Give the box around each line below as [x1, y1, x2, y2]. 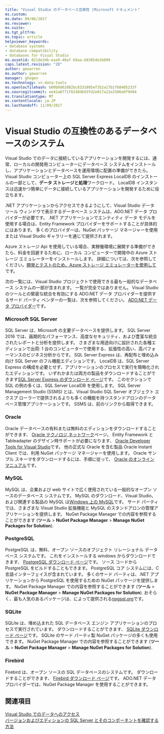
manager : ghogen [5, 76, 38, 81]
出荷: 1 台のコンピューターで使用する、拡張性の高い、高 [30, 346, 143, 352]
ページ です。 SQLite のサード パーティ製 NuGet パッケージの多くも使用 [14, 632, 158, 638]
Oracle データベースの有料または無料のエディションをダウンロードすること [5, 425, 157, 431]
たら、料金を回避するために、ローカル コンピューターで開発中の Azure [5, 249, 148, 255]
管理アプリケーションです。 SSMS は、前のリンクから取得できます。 [18, 401, 156, 407]
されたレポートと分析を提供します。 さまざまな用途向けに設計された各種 [5, 340, 152, 346]
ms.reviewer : [5, 21, 32, 26]
